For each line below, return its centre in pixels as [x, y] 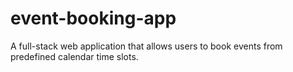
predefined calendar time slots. [74, 56]
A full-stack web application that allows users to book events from [146, 46]
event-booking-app [93, 18]
